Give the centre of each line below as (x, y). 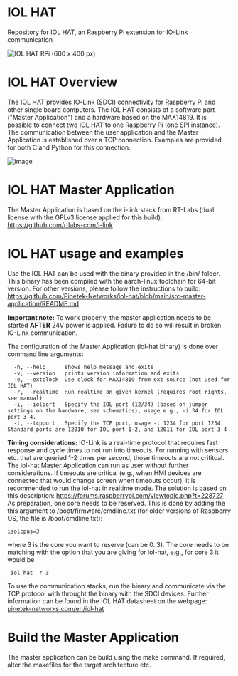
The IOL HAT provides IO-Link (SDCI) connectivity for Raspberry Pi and (112, 102)
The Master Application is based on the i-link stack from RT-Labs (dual (111, 209)
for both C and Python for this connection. (69, 147)
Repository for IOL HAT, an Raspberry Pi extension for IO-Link (98, 32)
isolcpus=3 (23, 531)
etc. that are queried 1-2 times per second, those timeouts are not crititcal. (116, 457)
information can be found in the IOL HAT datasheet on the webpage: (107, 601)
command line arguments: (45, 354)
